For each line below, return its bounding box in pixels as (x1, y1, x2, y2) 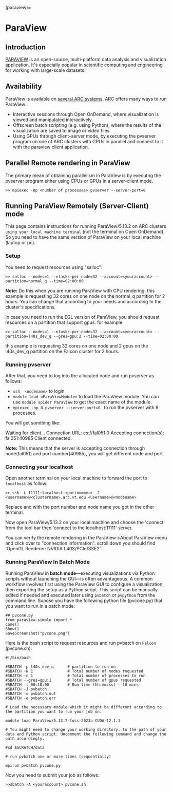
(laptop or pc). (5, 240, 36, 246)
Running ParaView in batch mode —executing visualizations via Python (5, 570, 155, 576)
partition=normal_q (5, 278, 47, 284)
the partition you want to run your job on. (5, 709, 102, 714)
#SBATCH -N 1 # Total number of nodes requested (5, 668, 144, 674)
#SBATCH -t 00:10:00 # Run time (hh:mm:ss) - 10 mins (5, 682, 139, 687)
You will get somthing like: (5, 420, 61, 426)
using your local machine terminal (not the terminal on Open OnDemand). (5, 228, 165, 235)
